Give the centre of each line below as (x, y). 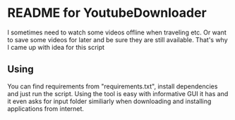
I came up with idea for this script (56, 47)
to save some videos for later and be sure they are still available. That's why (117, 39)
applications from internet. (46, 108)
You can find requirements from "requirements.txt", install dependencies (113, 86)
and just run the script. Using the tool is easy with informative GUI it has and (118, 93)
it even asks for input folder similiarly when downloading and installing (109, 101)
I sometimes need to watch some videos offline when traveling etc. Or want (117, 32)
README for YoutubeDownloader (107, 13)
